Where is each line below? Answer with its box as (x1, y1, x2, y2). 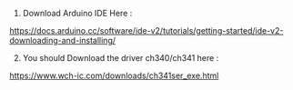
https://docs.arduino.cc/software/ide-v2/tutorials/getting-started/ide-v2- (9, 25, 284, 35)
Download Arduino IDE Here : (22, 8, 133, 18)
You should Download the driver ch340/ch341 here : (22, 53, 219, 63)
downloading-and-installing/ (9, 35, 116, 45)
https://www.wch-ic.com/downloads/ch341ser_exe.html (9, 70, 219, 81)
